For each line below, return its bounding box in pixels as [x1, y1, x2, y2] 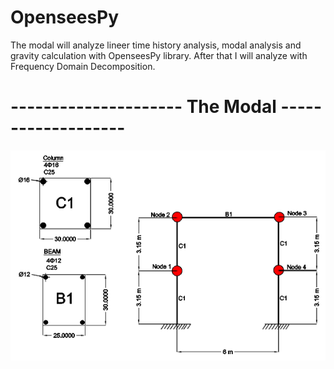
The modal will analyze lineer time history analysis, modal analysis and [10, 39, 302, 51]
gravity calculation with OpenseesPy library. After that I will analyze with [10, 49, 308, 61]
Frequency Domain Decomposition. [10, 60, 156, 72]
